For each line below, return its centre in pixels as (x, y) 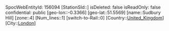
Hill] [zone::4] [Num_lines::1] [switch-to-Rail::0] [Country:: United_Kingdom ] (85, 18)
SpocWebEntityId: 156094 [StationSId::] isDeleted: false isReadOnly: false (83, 7)
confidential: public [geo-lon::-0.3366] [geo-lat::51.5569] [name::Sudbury (83, 12)
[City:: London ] (21, 23)
